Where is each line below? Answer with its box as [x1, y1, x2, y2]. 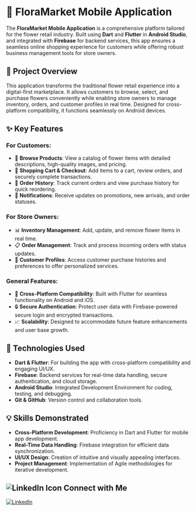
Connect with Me [63, 483, 128, 493]
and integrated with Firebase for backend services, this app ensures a [6, 37, 176, 44]
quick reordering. [14, 186, 57, 193]
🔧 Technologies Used [6, 344, 85, 354]
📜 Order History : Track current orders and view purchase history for [14, 180, 180, 187]
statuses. [14, 198, 37, 205]
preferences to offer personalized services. [14, 262, 119, 269]
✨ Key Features [6, 124, 63, 134]
